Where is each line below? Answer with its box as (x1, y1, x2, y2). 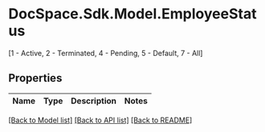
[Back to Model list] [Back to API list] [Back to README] (8, 115, 193, 125)
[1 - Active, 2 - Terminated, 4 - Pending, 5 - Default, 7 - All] (8, 48, 203, 58)
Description (71, 95, 116, 106)
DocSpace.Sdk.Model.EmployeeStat (8, 5, 257, 23)
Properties (8, 71, 63, 85)
